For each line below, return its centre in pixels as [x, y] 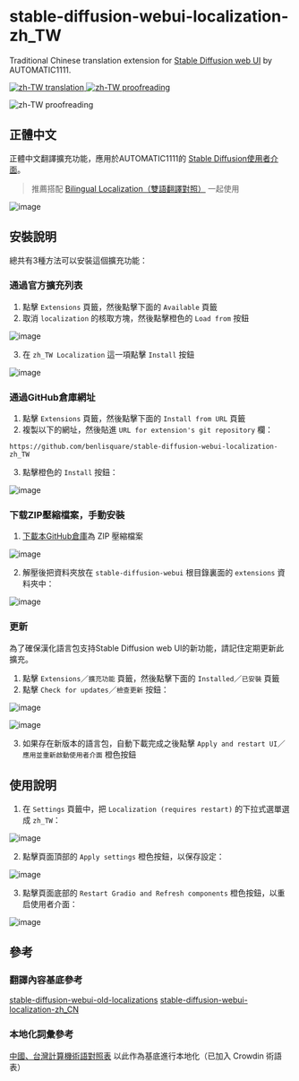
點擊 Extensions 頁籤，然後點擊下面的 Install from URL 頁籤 [134, 419]
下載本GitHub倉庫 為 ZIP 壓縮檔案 [82, 536]
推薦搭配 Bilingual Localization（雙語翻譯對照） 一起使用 [135, 188]
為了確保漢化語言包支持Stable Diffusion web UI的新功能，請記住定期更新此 [147, 648]
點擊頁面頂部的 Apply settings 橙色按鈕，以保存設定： [123, 856]
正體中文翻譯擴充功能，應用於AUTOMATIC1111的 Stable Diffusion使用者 [140, 158]
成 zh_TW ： [41, 820]
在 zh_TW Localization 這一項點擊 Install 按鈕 [108, 354]
